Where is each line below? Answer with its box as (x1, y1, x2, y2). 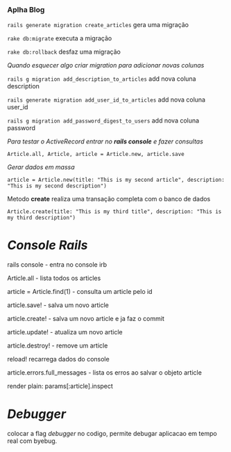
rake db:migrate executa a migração (7, 34, 112, 42)
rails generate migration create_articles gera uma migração (7, 21, 189, 29)
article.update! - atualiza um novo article (7, 328, 123, 336)
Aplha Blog (7, 5, 45, 15)
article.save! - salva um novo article (7, 301, 110, 309)
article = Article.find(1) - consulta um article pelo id (7, 288, 153, 296)
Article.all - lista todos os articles (7, 274, 101, 283)
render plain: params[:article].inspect (7, 382, 113, 391)
